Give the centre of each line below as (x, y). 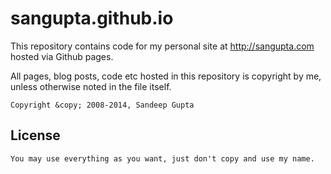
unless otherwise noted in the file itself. (91, 86)
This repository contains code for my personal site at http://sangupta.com (162, 46)
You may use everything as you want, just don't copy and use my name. (162, 158)
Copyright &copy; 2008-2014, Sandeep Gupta (102, 105)
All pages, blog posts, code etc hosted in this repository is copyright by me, (166, 76)
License (35, 135)
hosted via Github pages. (62, 56)
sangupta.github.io (92, 18)
